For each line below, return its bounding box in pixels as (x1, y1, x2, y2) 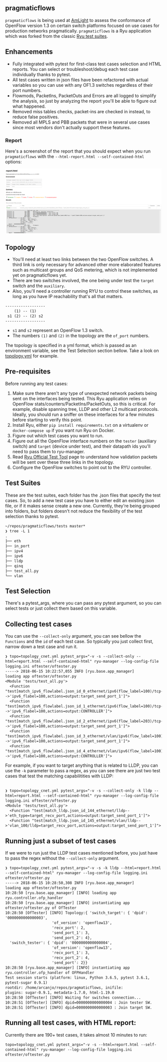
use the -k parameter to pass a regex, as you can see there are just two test (5, 768, 161, 774)
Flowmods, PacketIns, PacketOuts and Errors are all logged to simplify (12, 92, 157, 99)
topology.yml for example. (5, 353, 59, 358)
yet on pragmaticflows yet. (12, 272, 67, 278)
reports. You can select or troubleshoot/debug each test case (12, 66, 139, 72)
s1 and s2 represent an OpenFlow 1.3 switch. (12, 327, 104, 333)
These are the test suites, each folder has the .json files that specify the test (5, 492, 161, 498)
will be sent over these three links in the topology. (12, 459, 114, 465)
